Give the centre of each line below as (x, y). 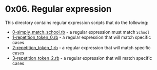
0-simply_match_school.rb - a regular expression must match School (81, 32)
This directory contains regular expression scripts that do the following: (77, 23)
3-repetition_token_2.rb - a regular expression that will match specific (82, 58)
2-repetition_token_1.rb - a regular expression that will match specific (81, 47)
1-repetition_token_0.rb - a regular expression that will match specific (81, 37)
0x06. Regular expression (59, 9)
